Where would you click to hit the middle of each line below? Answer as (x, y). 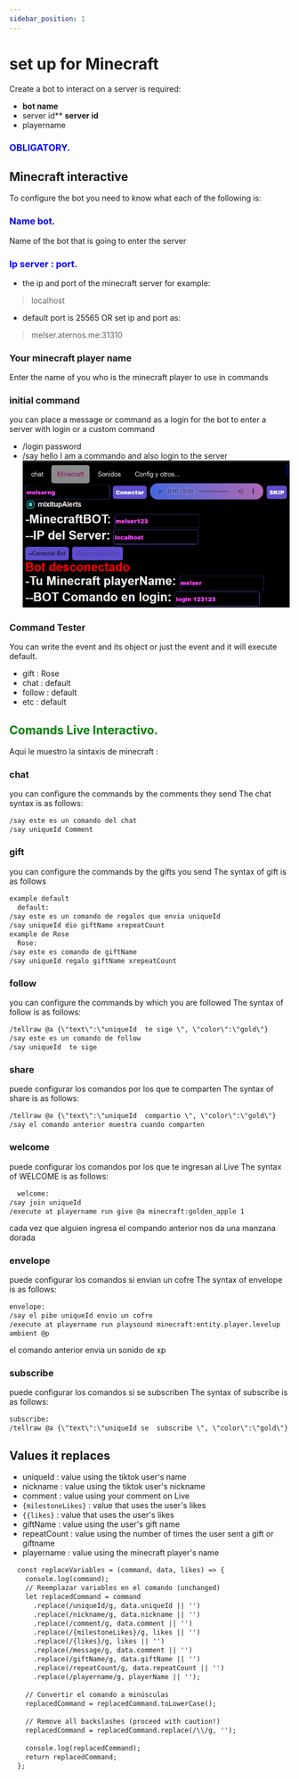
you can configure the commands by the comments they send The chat (140, 794)
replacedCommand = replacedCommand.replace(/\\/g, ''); (131, 1731)
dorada (22, 1237)
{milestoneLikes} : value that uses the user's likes (114, 1506)
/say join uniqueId (45, 1203)
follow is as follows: (45, 1012)
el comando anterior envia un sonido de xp (88, 1350)
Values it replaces (60, 1455)
